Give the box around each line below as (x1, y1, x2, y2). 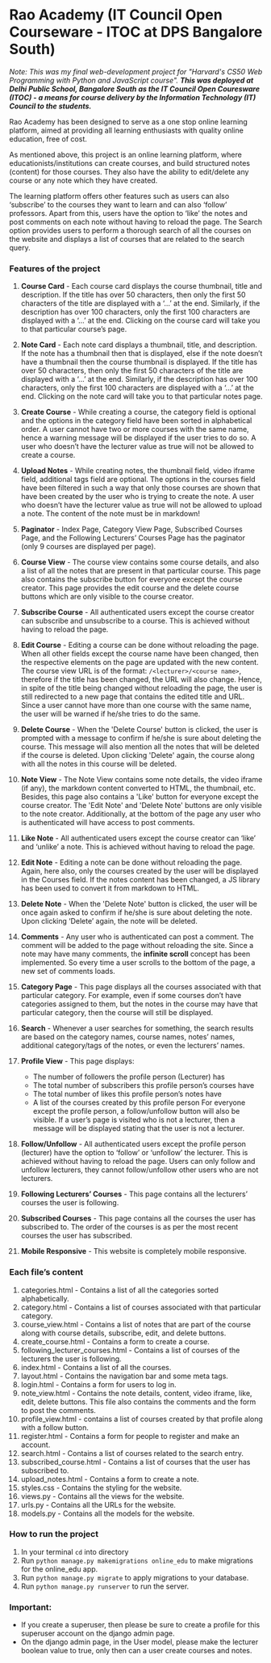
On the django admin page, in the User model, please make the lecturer (20, 1637, 259, 1647)
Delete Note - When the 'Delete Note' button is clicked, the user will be (20, 899, 257, 909)
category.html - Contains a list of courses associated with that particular (20, 1302, 261, 1312)
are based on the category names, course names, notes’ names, (20, 1032, 236, 1042)
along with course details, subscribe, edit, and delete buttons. (20, 1328, 227, 1338)
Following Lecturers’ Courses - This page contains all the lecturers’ (20, 1189, 248, 1199)
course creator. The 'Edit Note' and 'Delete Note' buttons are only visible (20, 801, 263, 810)
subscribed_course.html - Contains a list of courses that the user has (20, 1457, 251, 1466)
